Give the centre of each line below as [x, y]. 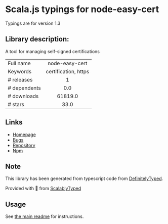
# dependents [25, 88]
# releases [20, 79]
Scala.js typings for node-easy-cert [82, 9]
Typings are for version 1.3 [33, 23]
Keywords [20, 71]
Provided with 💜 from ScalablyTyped [43, 189]
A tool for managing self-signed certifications [53, 51]
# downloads [23, 96]
